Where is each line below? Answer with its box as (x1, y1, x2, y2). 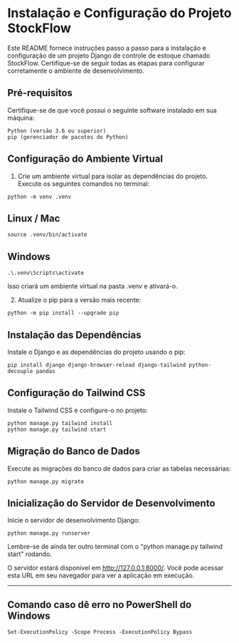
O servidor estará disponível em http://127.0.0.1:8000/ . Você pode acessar (7, 564, 224, 573)
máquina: (7, 113, 35, 122)
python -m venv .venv (7, 193, 72, 200)
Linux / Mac (7, 212, 60, 224)
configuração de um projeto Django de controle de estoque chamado (7, 51, 211, 60)
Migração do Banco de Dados (7, 445, 140, 457)
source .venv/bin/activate (7, 231, 87, 239)
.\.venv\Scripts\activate (7, 269, 84, 277)
